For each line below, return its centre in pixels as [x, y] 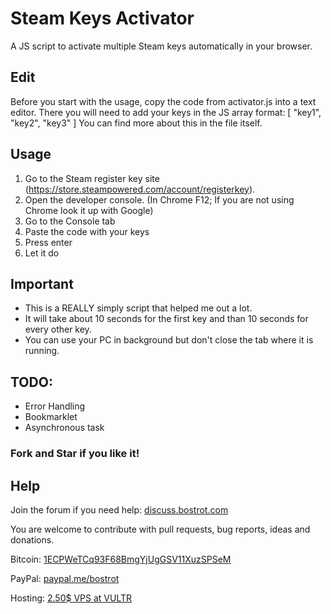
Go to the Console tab [70, 221]
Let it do [42, 253]
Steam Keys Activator [102, 18]
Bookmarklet [51, 417]
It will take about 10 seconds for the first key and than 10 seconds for [166, 319]
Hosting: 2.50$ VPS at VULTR [71, 598]
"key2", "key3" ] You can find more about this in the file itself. [136, 123]
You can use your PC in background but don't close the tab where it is [169, 340]
